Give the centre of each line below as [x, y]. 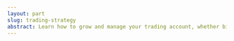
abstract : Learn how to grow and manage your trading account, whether [113, 26]
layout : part [26, 14]
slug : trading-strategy [42, 20]
